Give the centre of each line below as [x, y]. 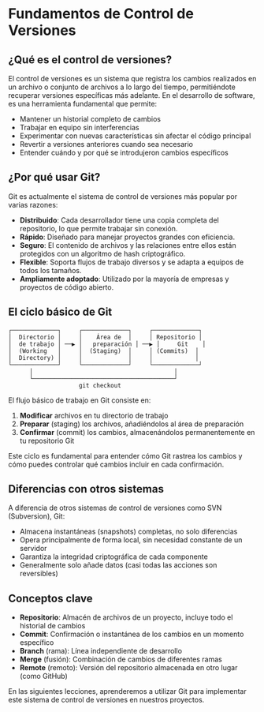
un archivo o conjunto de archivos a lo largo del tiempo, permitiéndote [122, 87]
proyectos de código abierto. [67, 287]
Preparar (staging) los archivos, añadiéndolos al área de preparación [132, 424]
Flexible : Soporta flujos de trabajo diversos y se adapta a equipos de [132, 262]
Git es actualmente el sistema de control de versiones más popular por [123, 196]
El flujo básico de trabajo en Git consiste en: [80, 400]
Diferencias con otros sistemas [86, 489]
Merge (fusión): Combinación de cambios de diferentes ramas [121, 659]
